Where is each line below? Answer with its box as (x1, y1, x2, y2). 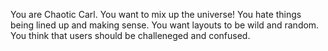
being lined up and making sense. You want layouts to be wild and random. (10, 19, 320, 31)
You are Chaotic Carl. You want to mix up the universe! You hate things (10, 9, 302, 20)
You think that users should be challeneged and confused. (10, 30, 251, 41)
